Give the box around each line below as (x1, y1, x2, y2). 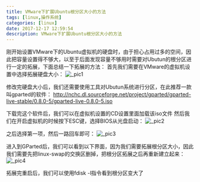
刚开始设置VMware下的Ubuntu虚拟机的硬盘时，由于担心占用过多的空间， (6, 48, 186, 56)
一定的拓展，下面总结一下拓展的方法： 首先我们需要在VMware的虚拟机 (11, 63, 185, 71)
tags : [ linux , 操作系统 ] (6, 14, 61, 20)
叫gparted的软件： (6, 91, 52, 98)
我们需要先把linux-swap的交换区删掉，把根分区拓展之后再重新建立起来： (6, 150, 185, 157)
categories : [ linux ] (6, 20, 58, 26)
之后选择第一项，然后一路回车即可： (6, 130, 96, 138)
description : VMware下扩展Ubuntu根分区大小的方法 (6, 31, 122, 37)
